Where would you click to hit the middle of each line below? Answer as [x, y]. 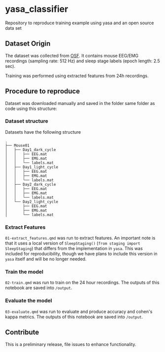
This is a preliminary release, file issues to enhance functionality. [71, 344]
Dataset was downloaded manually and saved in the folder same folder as [80, 103]
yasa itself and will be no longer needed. [46, 259]
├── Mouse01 [17, 145]
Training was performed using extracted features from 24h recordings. [77, 76]
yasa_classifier [37, 9]
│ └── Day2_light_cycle [32, 201]
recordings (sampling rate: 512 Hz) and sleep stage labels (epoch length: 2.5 [82, 61]
